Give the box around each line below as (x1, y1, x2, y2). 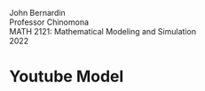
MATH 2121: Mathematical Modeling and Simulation (9, 27, 197, 36)
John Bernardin (9, 8, 67, 18)
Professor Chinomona (9, 17, 90, 27)
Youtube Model (9, 66, 124, 87)
